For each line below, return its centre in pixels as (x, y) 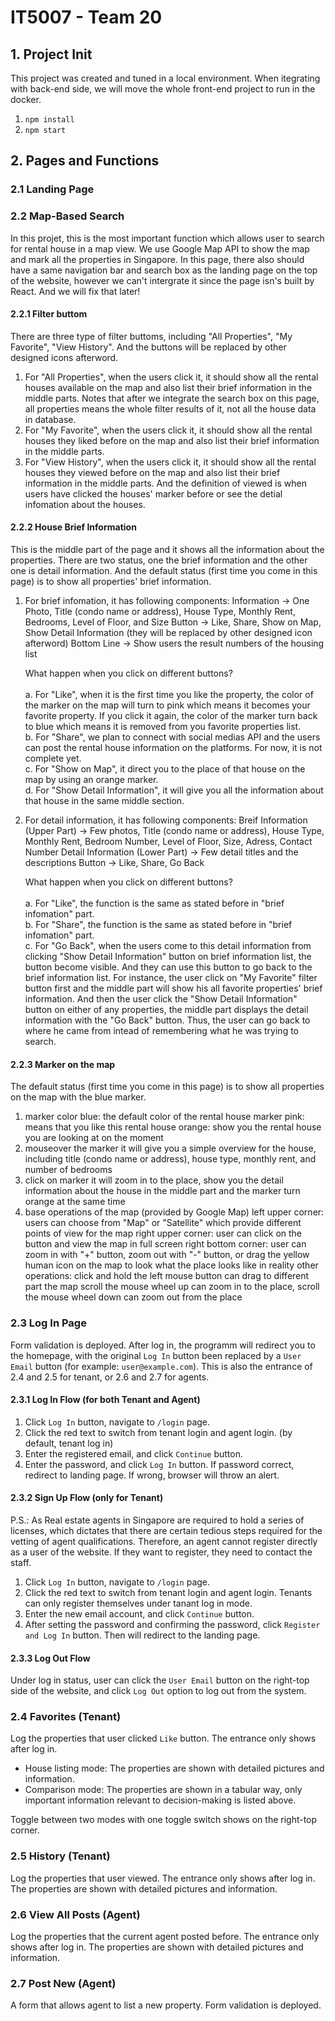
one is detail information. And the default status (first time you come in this (164, 571)
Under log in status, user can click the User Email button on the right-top (160, 1680)
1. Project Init (51, 54)
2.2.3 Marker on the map (63, 1064)
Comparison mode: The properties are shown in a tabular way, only (163, 1790)
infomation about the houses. (85, 504)
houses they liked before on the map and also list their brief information (172, 440)
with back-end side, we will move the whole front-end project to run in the (163, 89)
